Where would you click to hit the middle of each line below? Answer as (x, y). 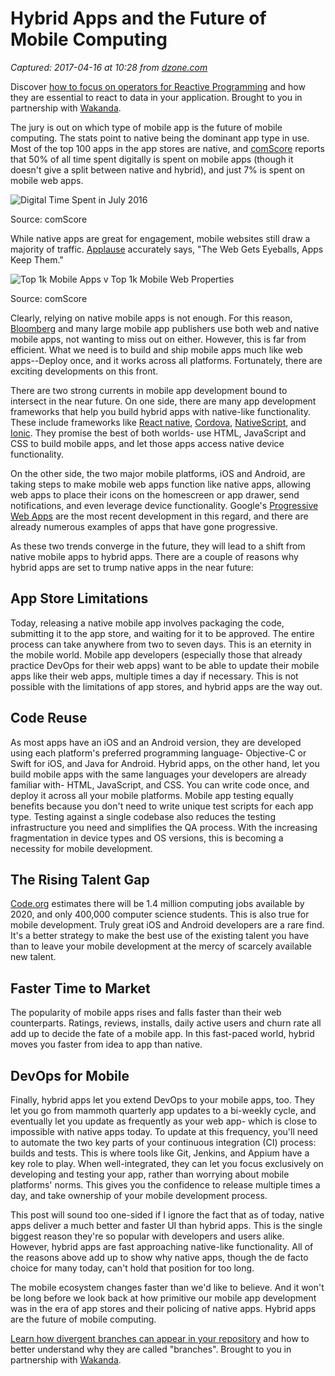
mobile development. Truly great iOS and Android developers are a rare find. (167, 925)
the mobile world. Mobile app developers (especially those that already (156, 654)
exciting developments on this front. (84, 371)
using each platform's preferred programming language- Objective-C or (158, 753)
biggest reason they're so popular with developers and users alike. (147, 1236)
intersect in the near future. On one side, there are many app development (163, 401)
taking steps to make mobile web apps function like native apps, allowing (161, 484)
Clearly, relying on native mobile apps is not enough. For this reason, (151, 318)
